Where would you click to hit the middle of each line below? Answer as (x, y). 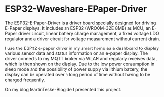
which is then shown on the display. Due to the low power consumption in (80, 64)
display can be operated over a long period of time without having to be (78, 74)
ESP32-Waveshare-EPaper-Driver (76, 9)
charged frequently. (25, 80)
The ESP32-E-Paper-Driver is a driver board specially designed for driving (81, 23)
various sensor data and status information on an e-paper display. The (77, 53)
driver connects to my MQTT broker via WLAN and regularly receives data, (81, 58)
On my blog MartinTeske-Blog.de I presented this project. (63, 89)
